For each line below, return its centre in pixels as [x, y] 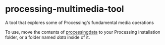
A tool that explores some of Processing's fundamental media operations [80, 22]
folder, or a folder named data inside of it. [48, 37]
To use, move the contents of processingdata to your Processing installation [83, 32]
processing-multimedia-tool [65, 9]
